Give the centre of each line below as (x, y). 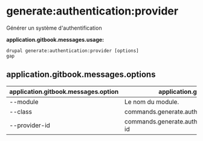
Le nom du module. (152, 102)
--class (21, 111)
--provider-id (30, 125)
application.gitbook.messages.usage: (55, 39)
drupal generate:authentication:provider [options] (72, 51)
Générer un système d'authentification (54, 28)
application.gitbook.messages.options (81, 75)
